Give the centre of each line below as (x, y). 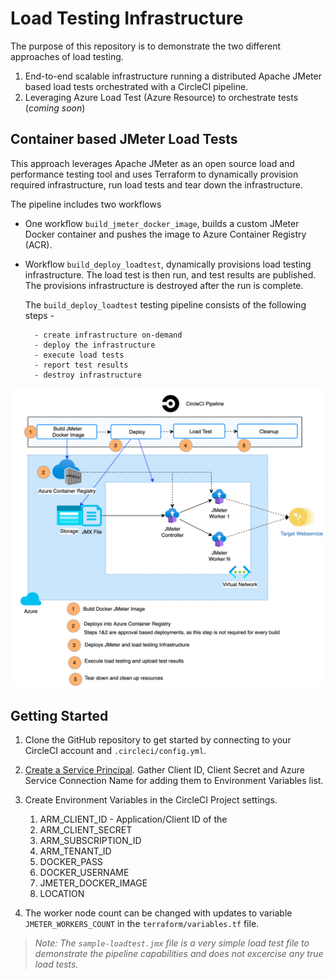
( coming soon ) (55, 108)
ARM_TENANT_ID (75, 851)
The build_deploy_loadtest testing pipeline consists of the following (165, 304)
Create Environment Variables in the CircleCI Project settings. (151, 799)
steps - (39, 315)
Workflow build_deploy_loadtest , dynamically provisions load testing (168, 264)
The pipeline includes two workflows (86, 204)
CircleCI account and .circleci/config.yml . (115, 750)
